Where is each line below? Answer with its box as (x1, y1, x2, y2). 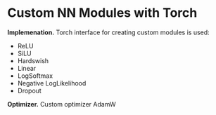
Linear (17, 64, 37, 72)
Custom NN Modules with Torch (7, 5, 198, 21)
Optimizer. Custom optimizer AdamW (7, 100, 116, 108)
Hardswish (17, 56, 49, 65)
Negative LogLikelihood (17, 79, 87, 87)
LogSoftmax (17, 72, 53, 80)
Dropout (17, 86, 42, 95)
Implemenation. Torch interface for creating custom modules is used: (7, 28, 210, 36)
